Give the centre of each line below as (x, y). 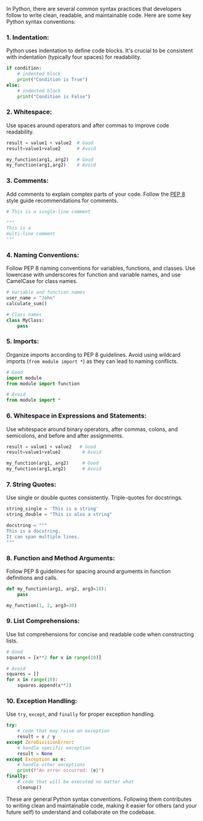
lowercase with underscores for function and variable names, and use (94, 275)
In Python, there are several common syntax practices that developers (94, 9)
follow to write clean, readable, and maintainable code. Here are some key (99, 15)
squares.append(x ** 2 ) (44, 685)
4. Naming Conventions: (43, 255)
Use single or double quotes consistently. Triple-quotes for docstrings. (95, 498)
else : (13, 85)
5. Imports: (23, 342)
